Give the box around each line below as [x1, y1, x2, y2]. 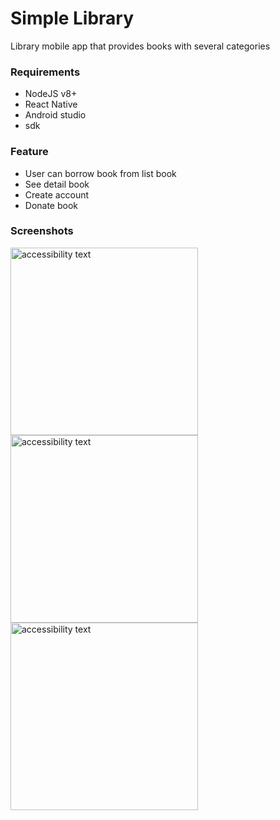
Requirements [10, 65, 81, 79]
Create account [24, 188, 90, 201]
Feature [10, 145, 49, 159]
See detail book [24, 178, 90, 190]
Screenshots [10, 224, 74, 238]
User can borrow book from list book [24, 167, 177, 179]
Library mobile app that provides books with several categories [10, 40, 271, 52]
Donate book [24, 199, 79, 211]
